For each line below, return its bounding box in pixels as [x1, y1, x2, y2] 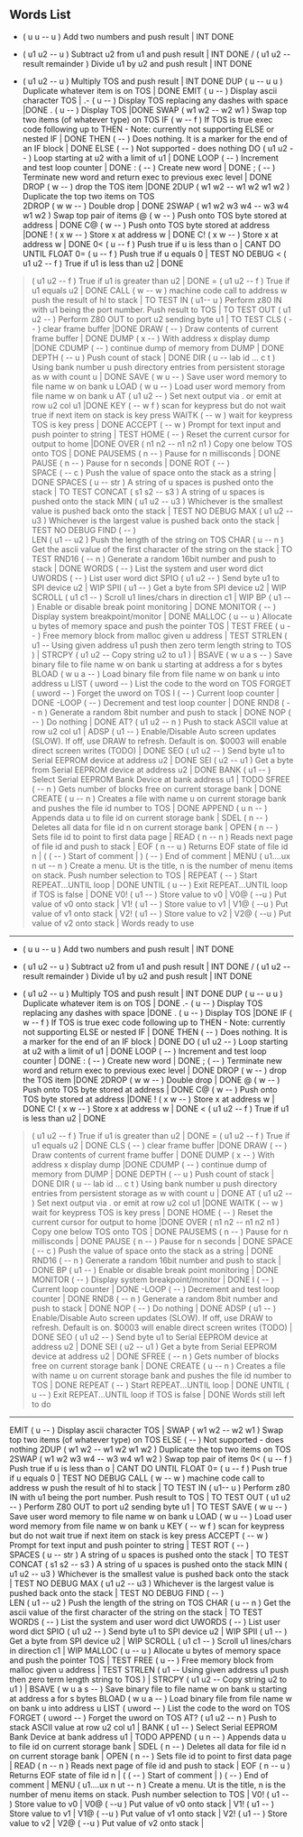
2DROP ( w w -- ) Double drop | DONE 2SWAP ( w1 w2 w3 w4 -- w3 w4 [22, 200, 289, 211]
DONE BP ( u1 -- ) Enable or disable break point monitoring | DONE [31, 1264, 280, 1275]
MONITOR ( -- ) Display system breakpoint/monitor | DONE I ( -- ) [31, 1274, 275, 1285]
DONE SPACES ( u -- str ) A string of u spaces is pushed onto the [31, 476, 274, 487]
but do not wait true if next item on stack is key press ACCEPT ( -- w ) [9, 1529, 269, 1541]
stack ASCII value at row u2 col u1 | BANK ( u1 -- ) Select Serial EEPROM [9, 1722, 278, 1732]
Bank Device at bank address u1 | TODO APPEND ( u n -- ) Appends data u [9, 1731, 287, 1742]
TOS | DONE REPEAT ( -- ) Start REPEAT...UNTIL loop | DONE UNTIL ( [31, 1380, 290, 1390]
